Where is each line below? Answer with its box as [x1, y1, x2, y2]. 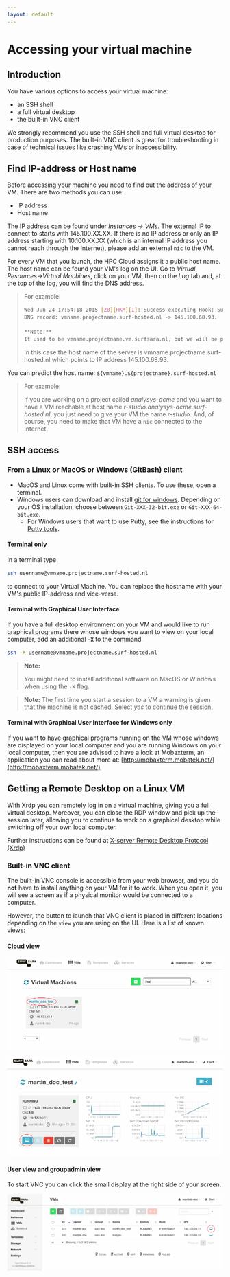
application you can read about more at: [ [7, 756, 124, 764]
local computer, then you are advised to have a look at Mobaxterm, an [7, 748, 205, 756]
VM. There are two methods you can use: [7, 188, 125, 196]
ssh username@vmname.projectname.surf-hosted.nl [7, 569, 149, 576]
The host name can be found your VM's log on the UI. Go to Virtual [7, 264, 196, 273]
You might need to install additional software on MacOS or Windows [23, 675, 216, 683]
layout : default [7, 11, 53, 18]
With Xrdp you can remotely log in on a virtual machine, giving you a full [7, 801, 210, 809]
